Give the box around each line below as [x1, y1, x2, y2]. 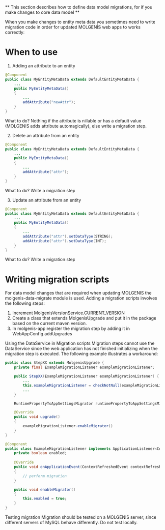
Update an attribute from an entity [12, 197, 82, 203]
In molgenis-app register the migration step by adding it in [12, 325, 130, 331]
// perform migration [23, 473, 67, 478]
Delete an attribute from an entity [12, 132, 80, 138]
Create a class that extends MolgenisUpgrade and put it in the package [12, 315, 157, 321]
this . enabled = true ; [23, 496, 67, 501]
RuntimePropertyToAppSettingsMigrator [14, 401, 93, 406]
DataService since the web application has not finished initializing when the [5, 346, 158, 352]
